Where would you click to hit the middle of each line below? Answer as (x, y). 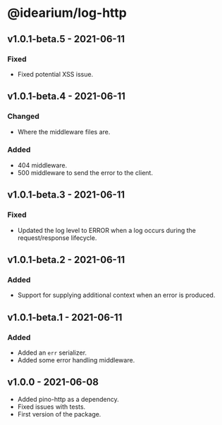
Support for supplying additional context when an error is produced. (116, 295)
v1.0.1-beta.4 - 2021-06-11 (66, 96)
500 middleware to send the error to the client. (85, 172)
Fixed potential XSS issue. (55, 74)
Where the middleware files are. (64, 132)
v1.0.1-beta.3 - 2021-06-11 (66, 195)
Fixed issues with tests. (51, 407)
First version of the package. (59, 414)
